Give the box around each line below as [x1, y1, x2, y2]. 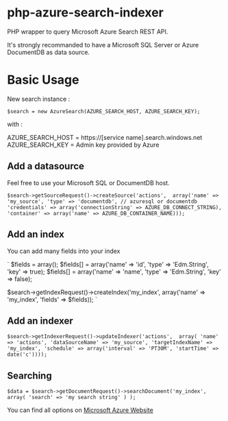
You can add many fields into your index [7, 247, 121, 255]
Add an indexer [7, 315, 73, 326]
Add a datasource [7, 160, 84, 172]
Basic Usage [7, 72, 79, 88]
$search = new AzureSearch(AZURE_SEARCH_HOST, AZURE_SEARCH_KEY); [7, 108, 201, 115]
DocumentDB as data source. [7, 48, 90, 56]
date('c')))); [7, 351, 48, 358]
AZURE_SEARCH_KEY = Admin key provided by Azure [7, 141, 160, 149]
